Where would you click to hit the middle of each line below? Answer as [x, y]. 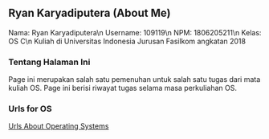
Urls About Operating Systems [59, 126]
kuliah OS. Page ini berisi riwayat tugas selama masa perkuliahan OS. [123, 88]
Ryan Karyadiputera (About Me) [90, 13]
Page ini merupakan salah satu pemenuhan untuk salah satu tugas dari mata [134, 80]
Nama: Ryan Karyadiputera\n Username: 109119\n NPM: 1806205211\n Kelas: [135, 32]
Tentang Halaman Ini [49, 62]
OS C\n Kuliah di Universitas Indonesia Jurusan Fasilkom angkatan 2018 [127, 41]
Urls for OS [30, 109]
